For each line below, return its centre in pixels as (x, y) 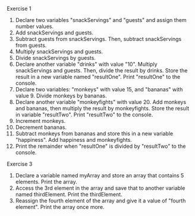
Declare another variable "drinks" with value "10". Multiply (86, 64)
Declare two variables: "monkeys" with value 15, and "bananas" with (99, 89)
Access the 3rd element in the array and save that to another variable (100, 188)
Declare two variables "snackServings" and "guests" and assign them (101, 20)
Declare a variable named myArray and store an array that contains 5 (100, 175)
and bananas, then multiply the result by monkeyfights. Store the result (102, 108)
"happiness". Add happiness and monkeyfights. (74, 140)
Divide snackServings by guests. (55, 58)
